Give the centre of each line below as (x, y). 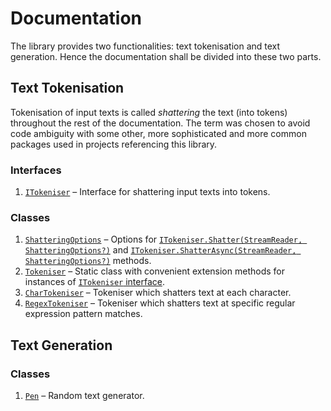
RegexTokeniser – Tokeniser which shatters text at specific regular (160, 303)
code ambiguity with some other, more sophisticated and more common (158, 133)
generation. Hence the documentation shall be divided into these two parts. (166, 56)
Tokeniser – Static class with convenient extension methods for (154, 271)
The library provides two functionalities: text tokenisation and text (145, 46)
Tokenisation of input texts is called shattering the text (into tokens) (149, 112)
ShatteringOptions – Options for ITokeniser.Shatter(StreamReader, (163, 239)
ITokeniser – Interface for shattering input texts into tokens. (147, 192)
